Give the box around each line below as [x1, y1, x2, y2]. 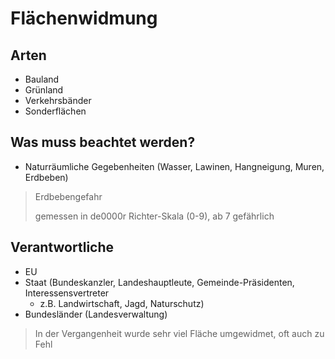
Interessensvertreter [24, 287, 110, 299]
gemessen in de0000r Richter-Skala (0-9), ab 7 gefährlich [34, 210, 275, 222]
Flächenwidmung [10, 7, 158, 30]
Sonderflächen [24, 105, 87, 117]
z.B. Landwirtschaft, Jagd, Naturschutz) [39, 297, 205, 309]
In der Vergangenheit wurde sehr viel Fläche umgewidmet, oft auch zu [34, 327, 325, 339]
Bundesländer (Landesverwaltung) [24, 308, 168, 320]
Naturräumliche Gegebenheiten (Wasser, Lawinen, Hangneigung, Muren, [24, 160, 325, 172]
